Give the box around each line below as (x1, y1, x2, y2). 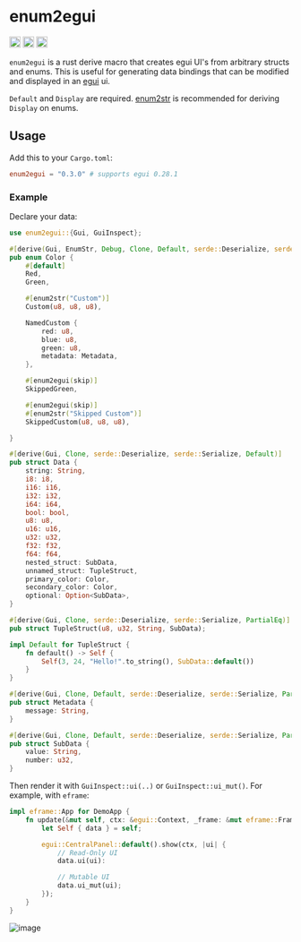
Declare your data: (9, 210, 78, 221)
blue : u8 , (41, 335, 78, 344)
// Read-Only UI (56, 848, 118, 857)
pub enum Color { (9, 253, 74, 261)
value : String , (25, 748, 82, 757)
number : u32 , (25, 756, 74, 765)
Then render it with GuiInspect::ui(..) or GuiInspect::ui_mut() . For (9, 781, 262, 792)
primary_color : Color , (25, 575, 110, 584)
